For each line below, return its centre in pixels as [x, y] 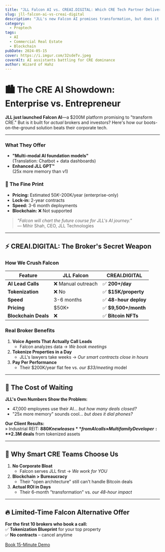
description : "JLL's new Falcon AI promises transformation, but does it [82, 19]
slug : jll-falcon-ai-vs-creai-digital [45, 14]
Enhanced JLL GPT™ [33, 166]
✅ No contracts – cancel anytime [39, 535]
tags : [11, 32]
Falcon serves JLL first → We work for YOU [63, 471]
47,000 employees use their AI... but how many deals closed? [74, 409]
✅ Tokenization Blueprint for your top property [53, 529]
